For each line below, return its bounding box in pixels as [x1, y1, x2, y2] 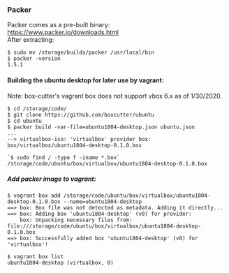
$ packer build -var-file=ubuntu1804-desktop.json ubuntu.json [7, 124, 195, 131]
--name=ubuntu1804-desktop [63, 198, 142, 205]
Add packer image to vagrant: [7, 175, 96, 183]
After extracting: [7, 36, 54, 44]
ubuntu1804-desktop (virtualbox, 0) [7, 260, 114, 267]
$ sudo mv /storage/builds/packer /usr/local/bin [7, 49, 155, 57]
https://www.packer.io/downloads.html [7, 28, 119, 36]
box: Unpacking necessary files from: [20, 216, 133, 224]
